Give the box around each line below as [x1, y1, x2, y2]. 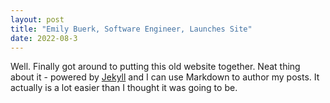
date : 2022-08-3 [10, 33, 78, 43]
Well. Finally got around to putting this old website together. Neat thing [10, 61, 301, 73]
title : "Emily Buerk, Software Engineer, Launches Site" [10, 24, 253, 34]
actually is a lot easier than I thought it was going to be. [10, 82, 238, 94]
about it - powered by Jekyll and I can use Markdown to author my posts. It [10, 71, 320, 83]
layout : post [10, 14, 65, 25]
